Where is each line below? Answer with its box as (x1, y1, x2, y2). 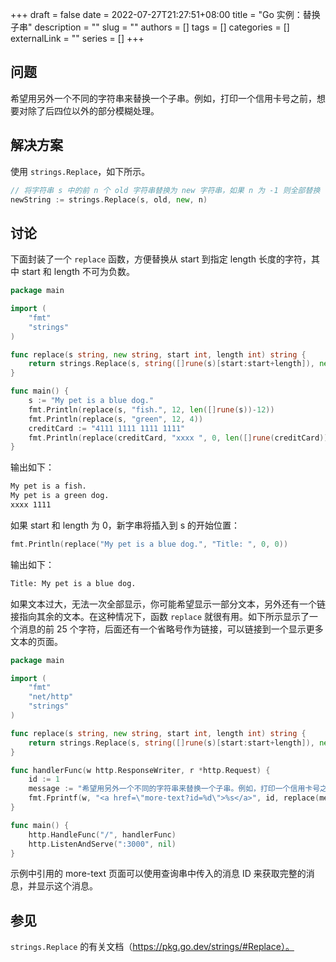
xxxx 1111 (10, 500, 52, 510)
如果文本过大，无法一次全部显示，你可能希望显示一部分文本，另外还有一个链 (10, 598, 326, 610)
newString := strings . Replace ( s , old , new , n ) (10, 194, 208, 205)
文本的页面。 (10, 635, 63, 647)
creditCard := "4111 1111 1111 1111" (28, 423, 186, 433)
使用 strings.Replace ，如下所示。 (10, 165, 151, 177)
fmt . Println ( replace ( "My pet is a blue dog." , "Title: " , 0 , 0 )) (10, 539, 289, 549)
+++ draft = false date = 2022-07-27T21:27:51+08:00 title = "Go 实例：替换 (10, 9, 321, 20)
